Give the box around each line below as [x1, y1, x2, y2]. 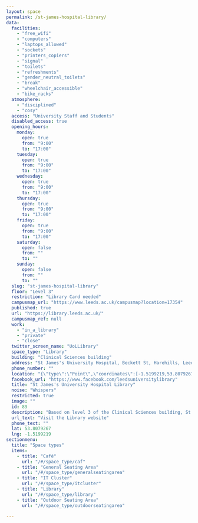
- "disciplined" [16, 102, 57, 108]
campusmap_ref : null [11, 316, 62, 322]
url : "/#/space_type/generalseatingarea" [21, 470, 126, 476]
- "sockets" [16, 47, 46, 53]
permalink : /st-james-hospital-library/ [6, 14, 107, 20]
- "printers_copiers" [16, 53, 70, 58]
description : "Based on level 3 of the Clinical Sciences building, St [11, 409, 192, 415]
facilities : [11, 25, 41, 31]
